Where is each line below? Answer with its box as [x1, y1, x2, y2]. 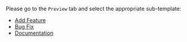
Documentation [14, 29, 54, 37]
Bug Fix [14, 23, 34, 30]
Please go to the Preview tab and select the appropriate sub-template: [5, 5, 182, 12]
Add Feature [14, 17, 46, 23]
